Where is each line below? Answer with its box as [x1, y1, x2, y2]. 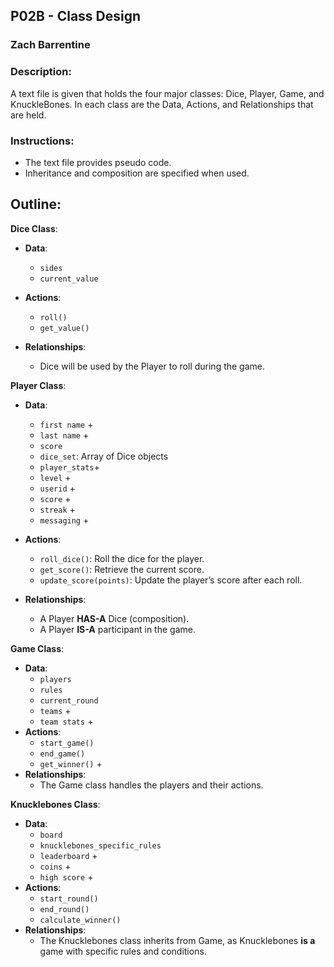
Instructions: [10, 134, 75, 148]
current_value [39, 274, 99, 284]
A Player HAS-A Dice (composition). [39, 612, 190, 624]
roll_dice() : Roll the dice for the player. [39, 552, 205, 564]
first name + [39, 418, 94, 430]
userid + [39, 482, 76, 494]
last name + [39, 429, 90, 441]
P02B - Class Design [10, 8, 142, 25]
